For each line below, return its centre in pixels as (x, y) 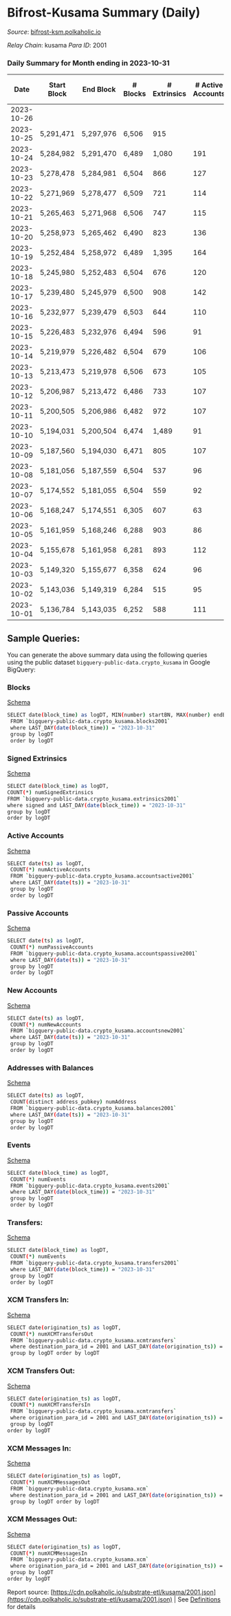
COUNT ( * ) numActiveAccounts (50, 870)
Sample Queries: (44, 638)
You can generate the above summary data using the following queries (107, 655)
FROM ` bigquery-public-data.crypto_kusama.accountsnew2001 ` (98, 1031)
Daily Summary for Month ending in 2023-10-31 (88, 63)
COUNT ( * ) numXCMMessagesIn (49, 1553)
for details (21, 1606)
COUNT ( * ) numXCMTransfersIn (50, 1405)
